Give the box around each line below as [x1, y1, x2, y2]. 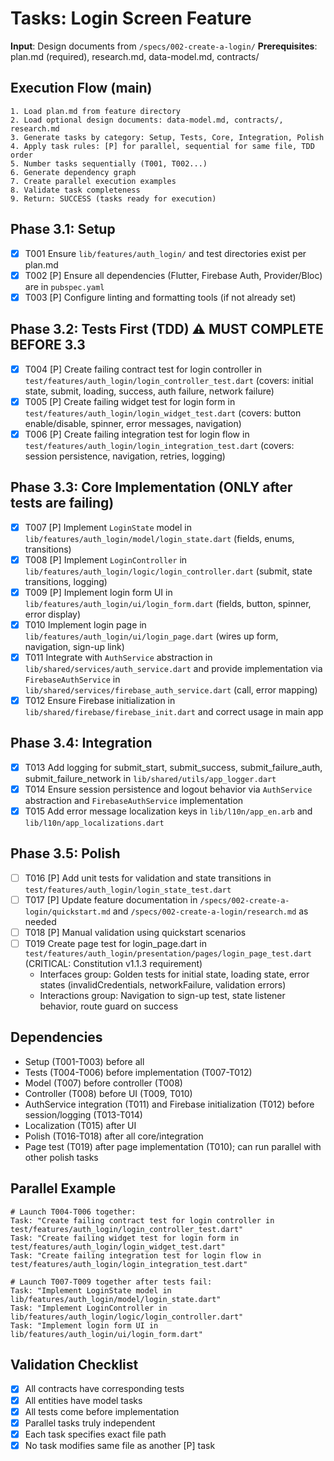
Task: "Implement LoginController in [10, 1303, 168, 1313]
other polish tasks [24, 1151, 99, 1163]
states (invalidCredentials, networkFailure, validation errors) [39, 979, 287, 991]
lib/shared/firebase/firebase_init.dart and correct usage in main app [24, 705, 324, 717]
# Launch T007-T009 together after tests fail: [10, 1277, 213, 1287]
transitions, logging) [24, 575, 108, 587]
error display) [24, 608, 82, 620]
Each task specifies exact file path [24, 1428, 167, 1440]
